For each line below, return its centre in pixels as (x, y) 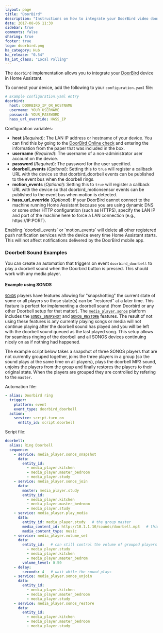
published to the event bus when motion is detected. (65, 194)
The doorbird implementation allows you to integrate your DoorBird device (79, 73)
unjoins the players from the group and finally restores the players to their (79, 367)
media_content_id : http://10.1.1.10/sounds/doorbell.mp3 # (86, 527)
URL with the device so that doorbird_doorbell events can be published (83, 174)
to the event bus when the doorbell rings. (53, 179)
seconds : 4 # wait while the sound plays (67, 572)
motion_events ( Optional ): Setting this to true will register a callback (81, 184)
